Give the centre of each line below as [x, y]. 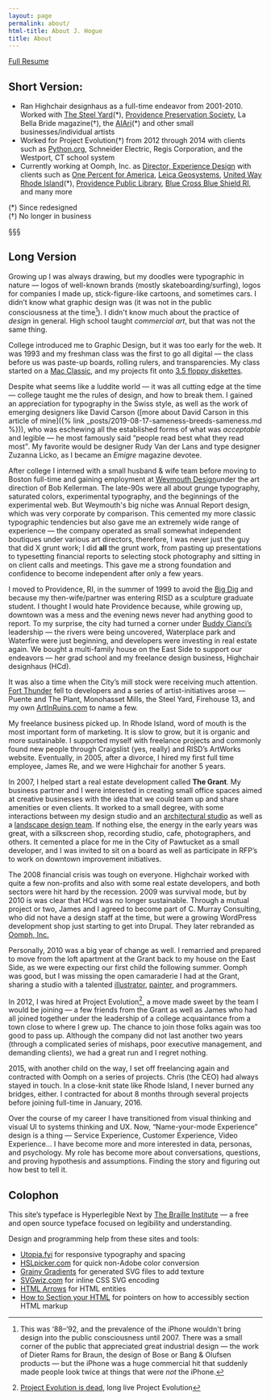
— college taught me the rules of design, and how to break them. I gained [131, 395]
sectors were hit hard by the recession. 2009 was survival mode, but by [128, 892]
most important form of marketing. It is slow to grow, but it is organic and [129, 732]
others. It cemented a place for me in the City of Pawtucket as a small [124, 842]
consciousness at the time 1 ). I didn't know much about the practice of [124, 311]
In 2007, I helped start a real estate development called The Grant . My [125, 781]
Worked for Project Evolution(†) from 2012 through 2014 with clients [133, 140]
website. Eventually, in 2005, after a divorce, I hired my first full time [121, 757]
